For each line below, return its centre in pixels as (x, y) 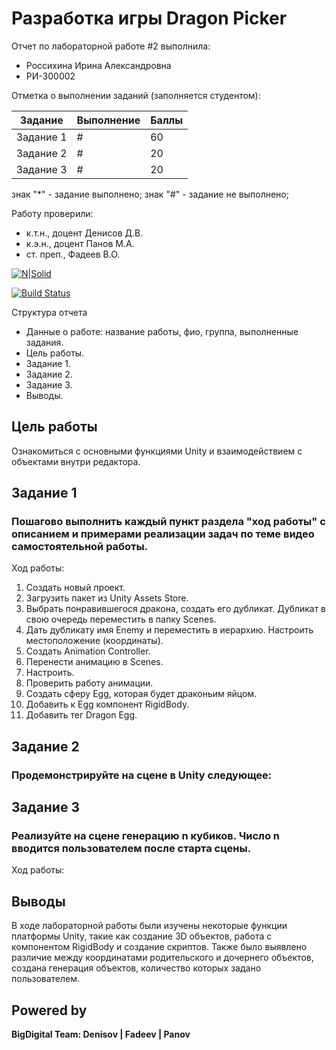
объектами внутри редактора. (76, 461)
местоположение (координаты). (94, 641)
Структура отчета (49, 312)
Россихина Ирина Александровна (98, 65)
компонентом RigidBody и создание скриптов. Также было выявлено (159, 947)
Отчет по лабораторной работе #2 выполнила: (111, 46)
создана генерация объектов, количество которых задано (136, 968)
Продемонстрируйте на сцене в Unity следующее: (142, 775)
